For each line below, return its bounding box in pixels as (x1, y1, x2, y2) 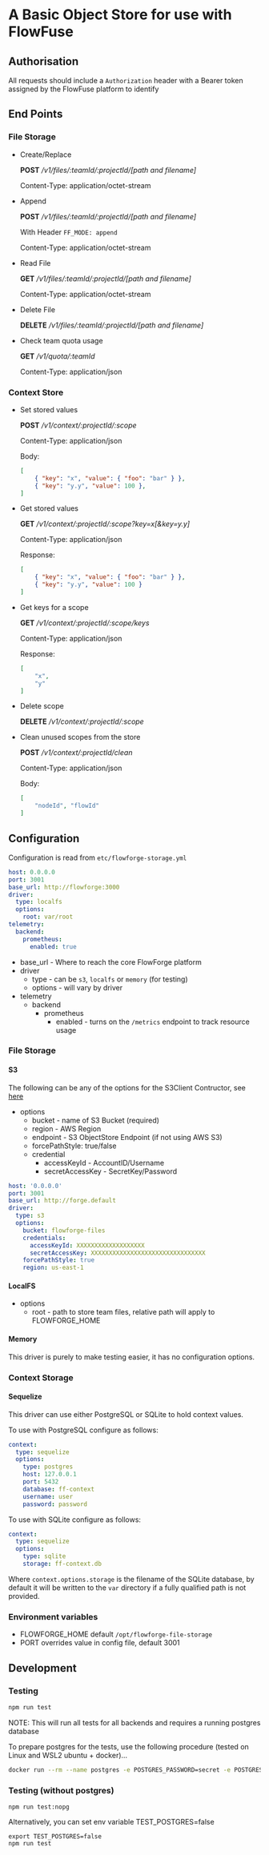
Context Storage (8, 1371, 74, 1383)
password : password (22, 1500, 88, 1508)
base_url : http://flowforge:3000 (8, 883, 120, 891)
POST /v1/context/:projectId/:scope (19, 420, 138, 430)
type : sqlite (22, 1552, 66, 1560)
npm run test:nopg (8, 1803, 70, 1811)
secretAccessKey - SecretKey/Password (43, 1166, 178, 1176)
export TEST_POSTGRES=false (8, 1832, 102, 1841)
